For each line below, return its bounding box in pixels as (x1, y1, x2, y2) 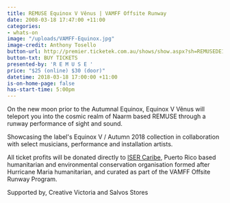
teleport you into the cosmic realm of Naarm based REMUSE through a (7, 112, 207, 120)
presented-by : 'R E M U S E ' (7, 61, 94, 68)
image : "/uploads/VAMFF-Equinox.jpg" (7, 36, 115, 42)
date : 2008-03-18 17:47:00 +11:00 (7, 16, 106, 23)
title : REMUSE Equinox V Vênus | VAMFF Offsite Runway (7, 10, 167, 17)
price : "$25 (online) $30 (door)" (7, 67, 106, 74)
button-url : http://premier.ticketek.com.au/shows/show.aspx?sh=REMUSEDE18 (7, 49, 228, 55)
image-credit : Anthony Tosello (7, 42, 97, 49)
